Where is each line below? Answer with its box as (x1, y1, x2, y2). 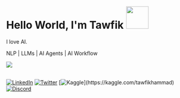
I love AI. (6, 38, 28, 45)
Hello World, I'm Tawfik (6, 19, 124, 32)
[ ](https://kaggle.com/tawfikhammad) (58, 78, 175, 86)
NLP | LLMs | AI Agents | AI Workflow (6, 50, 98, 57)
